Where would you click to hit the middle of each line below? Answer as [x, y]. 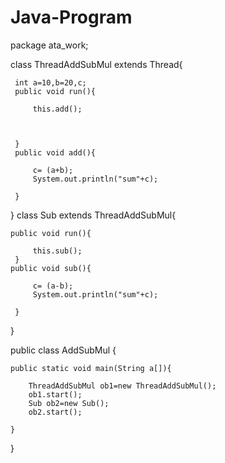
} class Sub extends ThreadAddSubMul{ [93, 215]
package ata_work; [49, 45]
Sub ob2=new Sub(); [69, 403]
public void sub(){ [51, 268]
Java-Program [71, 17]
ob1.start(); [55, 394]
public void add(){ [55, 152]
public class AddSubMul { [63, 350]
